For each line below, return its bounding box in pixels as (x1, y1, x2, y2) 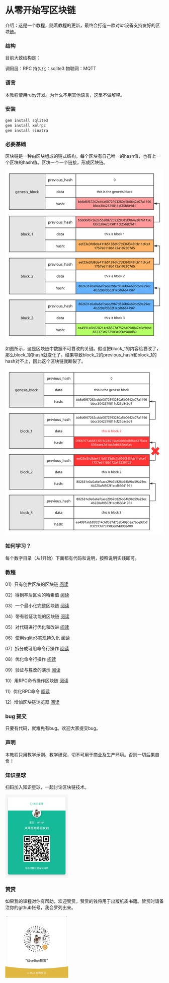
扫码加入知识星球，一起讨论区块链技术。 (5, 784, 89, 790)
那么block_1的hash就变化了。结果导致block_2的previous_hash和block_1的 (5, 352, 157, 358)
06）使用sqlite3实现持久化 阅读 (5, 635, 70, 641)
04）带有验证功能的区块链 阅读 (5, 613, 69, 620)
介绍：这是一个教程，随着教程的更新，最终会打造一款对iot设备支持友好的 (5, 22, 156, 28)
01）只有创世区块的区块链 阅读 (5, 581, 69, 587)
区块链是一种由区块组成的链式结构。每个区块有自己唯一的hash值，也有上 (5, 153, 156, 159)
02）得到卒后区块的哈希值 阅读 (5, 592, 69, 598)
